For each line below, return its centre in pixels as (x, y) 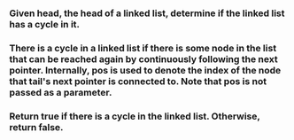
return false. (36, 127)
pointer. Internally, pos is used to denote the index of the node (145, 70)
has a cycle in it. (45, 24)
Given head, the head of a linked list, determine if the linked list (147, 13)
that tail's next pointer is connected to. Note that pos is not (138, 81)
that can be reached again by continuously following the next (143, 58)
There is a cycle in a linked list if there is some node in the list (143, 48)
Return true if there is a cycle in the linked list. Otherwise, (135, 116)
